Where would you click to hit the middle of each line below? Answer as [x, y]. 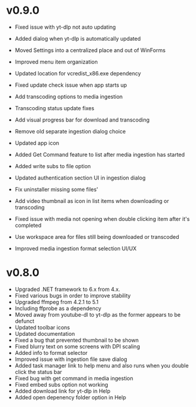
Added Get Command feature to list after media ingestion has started [100, 154]
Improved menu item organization [56, 62]
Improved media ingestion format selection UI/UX [76, 248]
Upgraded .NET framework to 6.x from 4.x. [68, 289]
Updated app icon [37, 143]
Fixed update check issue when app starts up [71, 85]
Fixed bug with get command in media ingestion [74, 378]
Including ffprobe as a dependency [58, 308]
